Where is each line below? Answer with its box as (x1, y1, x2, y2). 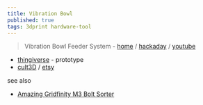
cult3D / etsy (17, 63, 54, 72)
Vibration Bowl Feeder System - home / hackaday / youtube (24, 42, 196, 51)
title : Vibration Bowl (7, 10, 73, 17)
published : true (7, 17, 54, 24)
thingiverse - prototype (17, 56, 84, 64)
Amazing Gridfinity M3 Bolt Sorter (17, 90, 115, 98)
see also (7, 76, 31, 85)
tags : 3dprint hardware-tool (7, 23, 92, 30)
